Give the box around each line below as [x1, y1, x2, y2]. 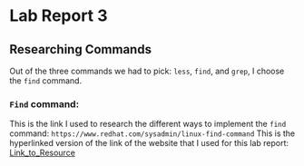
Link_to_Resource [9, 147, 75, 159]
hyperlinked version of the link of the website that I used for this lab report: [9, 138, 289, 149]
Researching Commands [9, 42, 152, 57]
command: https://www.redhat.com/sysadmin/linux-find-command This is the [9, 128, 296, 139]
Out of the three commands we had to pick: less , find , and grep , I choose [9, 65, 285, 76]
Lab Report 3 [9, 5, 108, 26]
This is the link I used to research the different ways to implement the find [9, 119, 287, 130]
